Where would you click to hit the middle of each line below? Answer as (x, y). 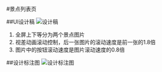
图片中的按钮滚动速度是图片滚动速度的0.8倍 (70, 50)
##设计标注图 (23, 63)
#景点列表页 (21, 9)
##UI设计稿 (20, 22)
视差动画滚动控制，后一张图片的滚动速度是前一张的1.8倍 (85, 42)
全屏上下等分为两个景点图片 (50, 34)
